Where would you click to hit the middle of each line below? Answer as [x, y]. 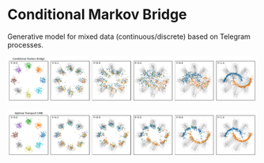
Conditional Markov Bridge [97, 15]
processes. [26, 44]
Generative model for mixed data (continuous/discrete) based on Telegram [129, 36]
